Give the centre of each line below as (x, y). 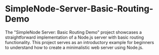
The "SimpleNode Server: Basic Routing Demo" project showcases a (73, 32)
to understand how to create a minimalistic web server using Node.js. (74, 47)
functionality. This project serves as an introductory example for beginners (79, 42)
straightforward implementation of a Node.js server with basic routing (74, 37)
